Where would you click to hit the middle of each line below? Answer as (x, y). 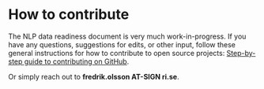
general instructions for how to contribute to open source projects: (117, 53)
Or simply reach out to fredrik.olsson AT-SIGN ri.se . (94, 76)
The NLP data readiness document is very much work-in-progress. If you (127, 36)
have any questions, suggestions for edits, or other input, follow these (122, 44)
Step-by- (241, 53)
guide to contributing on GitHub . (77, 61)
